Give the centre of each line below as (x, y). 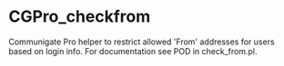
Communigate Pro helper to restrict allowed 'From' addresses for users (142, 42)
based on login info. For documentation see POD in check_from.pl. (133, 51)
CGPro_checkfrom (80, 17)
